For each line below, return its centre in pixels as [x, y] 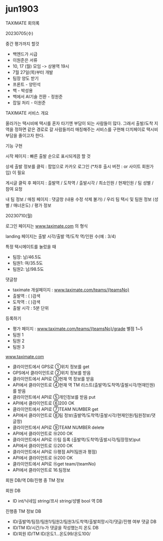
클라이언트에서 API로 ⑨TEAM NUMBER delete [58, 427]
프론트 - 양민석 [26, 84]
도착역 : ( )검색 [26, 302]
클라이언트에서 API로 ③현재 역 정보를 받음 [53, 379]
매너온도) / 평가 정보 [32, 205]
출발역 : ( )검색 [26, 296]
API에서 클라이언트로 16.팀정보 [41, 470]
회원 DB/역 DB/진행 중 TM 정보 [35, 480]
